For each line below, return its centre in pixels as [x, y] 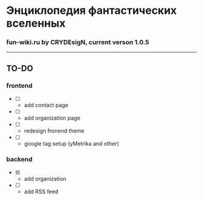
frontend [20, 85]
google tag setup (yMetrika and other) [72, 144]
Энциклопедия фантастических [92, 11]
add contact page [46, 105]
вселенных [36, 23]
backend [19, 160]
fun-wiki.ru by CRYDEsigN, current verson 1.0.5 [78, 42]
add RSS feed [41, 192]
